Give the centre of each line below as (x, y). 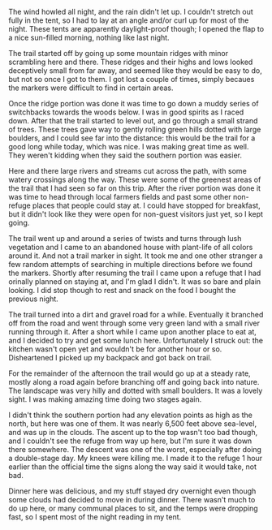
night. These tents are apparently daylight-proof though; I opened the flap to (136, 29)
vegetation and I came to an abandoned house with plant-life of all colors (131, 247)
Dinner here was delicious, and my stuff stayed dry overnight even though (132, 491)
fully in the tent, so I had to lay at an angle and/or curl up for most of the (129, 20)
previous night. (33, 299)
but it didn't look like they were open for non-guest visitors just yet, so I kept (136, 214)
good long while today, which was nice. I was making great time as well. (129, 147)
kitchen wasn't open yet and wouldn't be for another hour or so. (115, 349)
